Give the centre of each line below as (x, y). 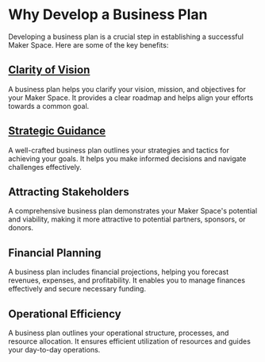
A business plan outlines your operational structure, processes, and (119, 333)
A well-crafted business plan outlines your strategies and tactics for (119, 150)
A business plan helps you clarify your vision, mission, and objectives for (127, 89)
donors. (21, 228)
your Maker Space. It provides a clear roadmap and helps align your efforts (131, 98)
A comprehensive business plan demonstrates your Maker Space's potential (133, 211)
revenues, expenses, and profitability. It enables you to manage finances (127, 280)
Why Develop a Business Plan (108, 15)
